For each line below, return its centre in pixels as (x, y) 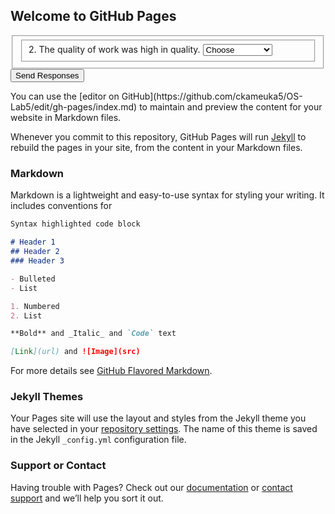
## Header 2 (35, 252)
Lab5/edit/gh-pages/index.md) (74, 107)
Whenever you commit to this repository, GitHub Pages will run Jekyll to (158, 137)
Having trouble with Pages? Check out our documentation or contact (151, 487)
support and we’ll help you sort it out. (87, 498)
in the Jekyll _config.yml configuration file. (98, 440)
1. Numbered (35, 306)
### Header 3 (37, 261)
